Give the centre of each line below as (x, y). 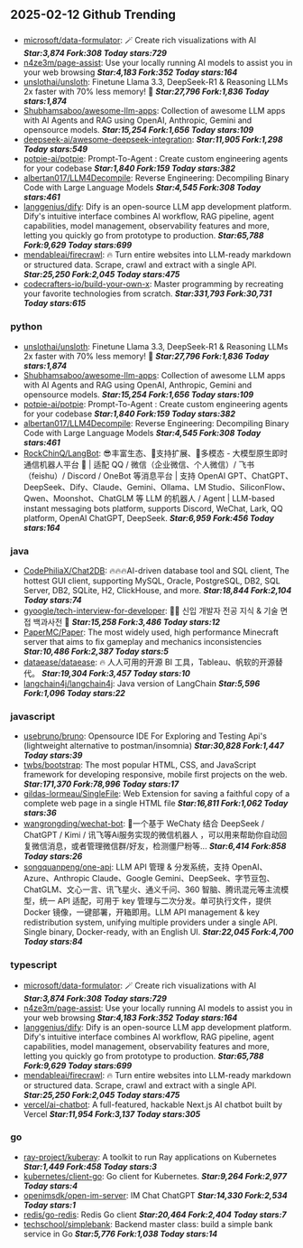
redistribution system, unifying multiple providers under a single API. (151, 922)
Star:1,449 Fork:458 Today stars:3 (90, 1166)
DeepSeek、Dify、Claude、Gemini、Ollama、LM (115, 487)
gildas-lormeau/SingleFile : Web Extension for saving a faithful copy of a (156, 794)
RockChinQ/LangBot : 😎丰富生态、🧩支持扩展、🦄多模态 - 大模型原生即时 (156, 453)
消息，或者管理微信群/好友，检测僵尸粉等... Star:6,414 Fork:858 (167, 846)
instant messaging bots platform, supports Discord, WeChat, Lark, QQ (153, 508)
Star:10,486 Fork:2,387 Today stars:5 (96, 651)
